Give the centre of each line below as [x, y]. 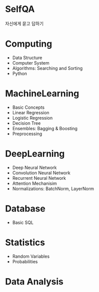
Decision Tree [26, 123]
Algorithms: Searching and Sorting [48, 68]
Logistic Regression [32, 118]
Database [25, 208]
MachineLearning [42, 94]
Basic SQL [23, 222]
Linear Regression [31, 112]
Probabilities [25, 261]
